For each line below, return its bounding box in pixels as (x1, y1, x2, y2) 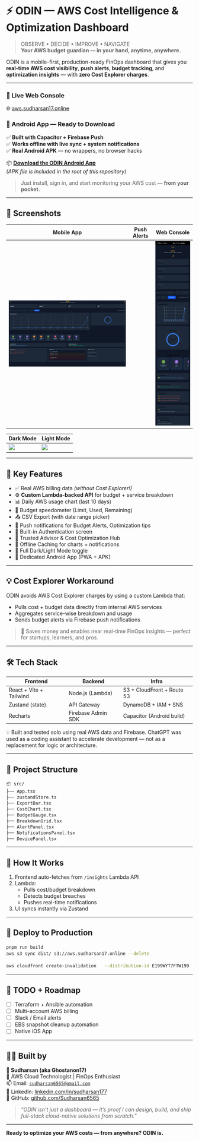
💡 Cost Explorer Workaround (6, 576, 114, 586)
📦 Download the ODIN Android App (6, 159, 96, 166)
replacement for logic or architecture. (6, 742, 98, 749)
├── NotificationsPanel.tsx (6, 830, 76, 836)
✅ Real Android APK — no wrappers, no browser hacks (6, 147, 142, 154)
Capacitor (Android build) (123, 712, 185, 720)
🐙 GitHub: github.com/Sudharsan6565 (6, 1094, 99, 1102)
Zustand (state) (8, 701, 47, 708)
